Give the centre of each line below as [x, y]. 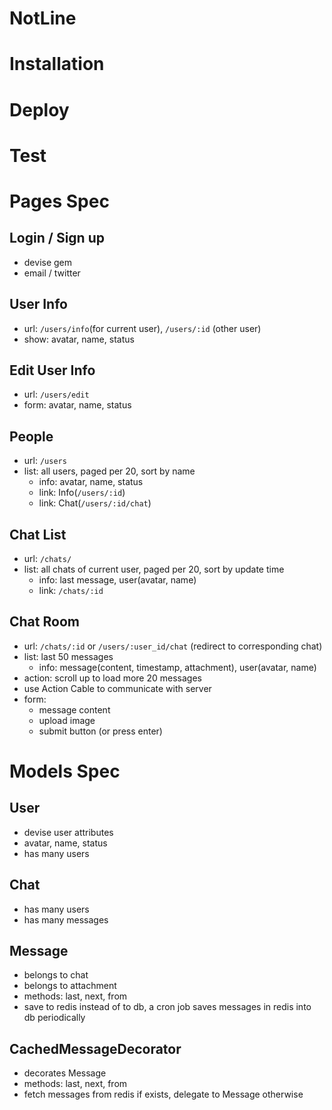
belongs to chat [56, 975]
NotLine [43, 18]
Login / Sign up [57, 238]
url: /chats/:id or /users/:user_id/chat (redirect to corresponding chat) [173, 646]
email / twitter [52, 273]
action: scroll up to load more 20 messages [112, 678]
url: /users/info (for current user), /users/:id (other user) [142, 328]
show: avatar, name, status [79, 339]
